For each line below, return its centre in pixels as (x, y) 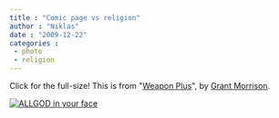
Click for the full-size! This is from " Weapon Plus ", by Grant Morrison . (140, 86)
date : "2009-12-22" (49, 34)
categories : (34, 43)
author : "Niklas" (44, 26)
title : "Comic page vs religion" (75, 18)
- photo (28, 52)
